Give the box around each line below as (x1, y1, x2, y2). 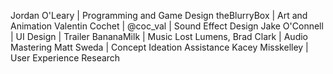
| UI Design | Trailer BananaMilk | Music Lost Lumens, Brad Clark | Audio (10, 31, 308, 42)
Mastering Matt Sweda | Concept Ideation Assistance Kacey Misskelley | (10, 41, 309, 53)
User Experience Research (10, 52, 121, 64)
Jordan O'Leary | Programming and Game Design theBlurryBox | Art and (10, 10, 308, 21)
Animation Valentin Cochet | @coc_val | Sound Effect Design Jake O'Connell (10, 20, 324, 32)
